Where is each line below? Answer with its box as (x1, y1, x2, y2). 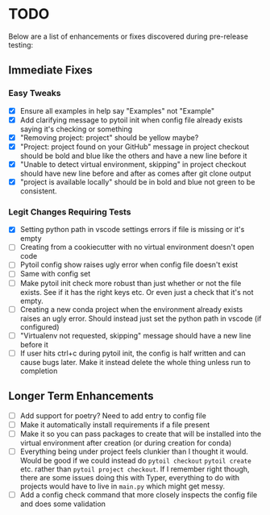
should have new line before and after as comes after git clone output (19, 168, 251, 178)
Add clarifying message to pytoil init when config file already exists (19, 114, 243, 125)
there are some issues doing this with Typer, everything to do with (19, 472, 240, 482)
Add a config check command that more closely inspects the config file (19, 489, 258, 500)
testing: (8, 39, 34, 49)
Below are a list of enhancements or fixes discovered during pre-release (8, 31, 248, 41)
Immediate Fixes (8, 64, 93, 77)
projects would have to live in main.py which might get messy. (19, 481, 226, 491)
